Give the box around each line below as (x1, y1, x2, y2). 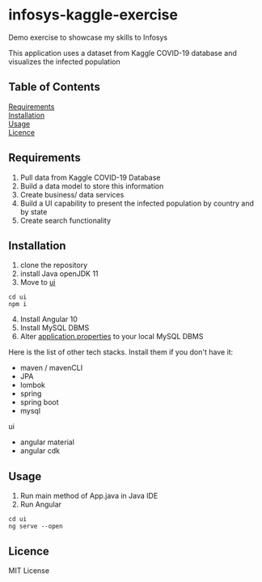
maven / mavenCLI (19, 363, 83, 373)
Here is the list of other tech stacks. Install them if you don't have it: (8, 347, 234, 357)
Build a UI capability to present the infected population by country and (19, 198, 255, 208)
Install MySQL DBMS (19, 323, 90, 333)
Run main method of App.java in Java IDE (19, 491, 158, 501)
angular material (19, 437, 75, 447)
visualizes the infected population (8, 57, 120, 66)
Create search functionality (19, 215, 112, 225)
